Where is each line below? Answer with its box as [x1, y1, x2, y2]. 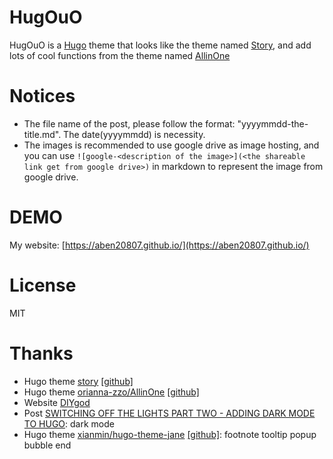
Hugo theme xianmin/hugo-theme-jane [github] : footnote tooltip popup [23, 428, 317, 440]
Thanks [9, 342, 74, 365]
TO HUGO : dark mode [23, 417, 115, 430]
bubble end [23, 439, 72, 451]
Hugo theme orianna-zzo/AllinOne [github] [23, 386, 200, 398]
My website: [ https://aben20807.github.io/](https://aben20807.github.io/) [9, 239, 310, 251]
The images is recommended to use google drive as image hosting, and [23, 139, 320, 151]
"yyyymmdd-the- [237, 117, 309, 130]
